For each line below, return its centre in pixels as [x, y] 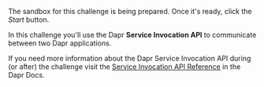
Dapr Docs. [26, 75]
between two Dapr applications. [60, 43]
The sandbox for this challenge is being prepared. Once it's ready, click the [130, 11]
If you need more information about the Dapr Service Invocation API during [130, 58]
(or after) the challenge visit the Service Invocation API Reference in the [125, 67]
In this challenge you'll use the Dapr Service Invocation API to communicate [132, 35]
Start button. [29, 20]
